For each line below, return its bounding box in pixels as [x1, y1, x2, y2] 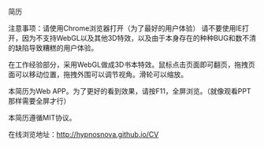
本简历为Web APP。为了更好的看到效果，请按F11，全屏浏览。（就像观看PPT [8, 86, 251, 96]
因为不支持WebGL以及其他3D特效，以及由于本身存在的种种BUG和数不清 [21, 34, 256, 42]
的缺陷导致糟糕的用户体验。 [8, 43, 99, 53]
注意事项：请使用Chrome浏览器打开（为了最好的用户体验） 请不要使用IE [8, 24, 243, 33]
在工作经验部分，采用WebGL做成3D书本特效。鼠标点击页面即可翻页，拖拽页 [8, 60, 255, 69]
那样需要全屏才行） [8, 97, 71, 105]
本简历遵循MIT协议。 [8, 113, 76, 122]
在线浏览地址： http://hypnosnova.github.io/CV [8, 130, 159, 139]
